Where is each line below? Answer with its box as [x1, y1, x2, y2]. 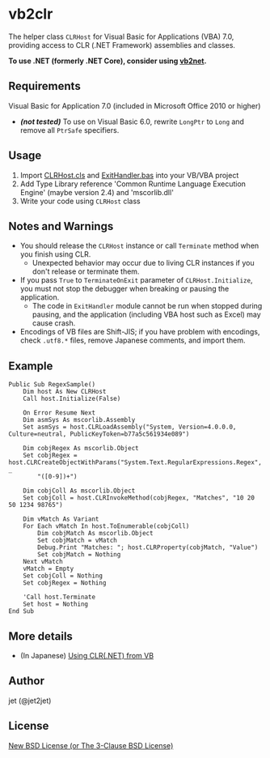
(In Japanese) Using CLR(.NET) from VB [19, 651, 154, 660]
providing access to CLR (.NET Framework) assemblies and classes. [8, 40, 236, 49]
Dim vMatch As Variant [23, 515, 99, 523]
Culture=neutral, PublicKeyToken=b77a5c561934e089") [8, 430, 190, 438]
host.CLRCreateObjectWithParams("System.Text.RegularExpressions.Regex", [8, 458, 263, 466]
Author [8, 674, 44, 688]
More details [8, 629, 73, 643]
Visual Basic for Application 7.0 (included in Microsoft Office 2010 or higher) [8, 100, 261, 110]
